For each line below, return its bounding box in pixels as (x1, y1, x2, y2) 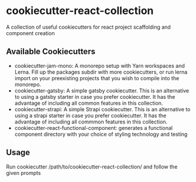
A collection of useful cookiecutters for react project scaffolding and (6, 23, 171, 30)
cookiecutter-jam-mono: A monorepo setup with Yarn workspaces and (14, 62, 185, 69)
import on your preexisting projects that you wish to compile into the (14, 74, 180, 81)
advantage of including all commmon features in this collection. (14, 118, 168, 125)
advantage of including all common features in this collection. (14, 99, 163, 107)
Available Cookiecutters (6, 47, 95, 57)
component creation (6, 29, 55, 36)
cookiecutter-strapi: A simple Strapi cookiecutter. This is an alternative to (14, 105, 191, 112)
